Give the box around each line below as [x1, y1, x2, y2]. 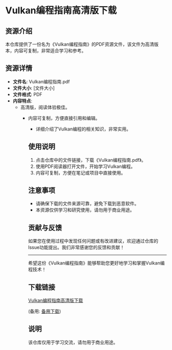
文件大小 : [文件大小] [12, 85, 55, 91]
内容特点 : [12, 98, 32, 104]
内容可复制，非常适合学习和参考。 [14, 48, 86, 54]
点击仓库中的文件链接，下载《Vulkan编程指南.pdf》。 [35, 157, 146, 163]
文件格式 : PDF [12, 91, 42, 97]
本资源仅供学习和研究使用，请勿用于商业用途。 [35, 207, 135, 213]
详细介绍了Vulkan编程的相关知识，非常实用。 [35, 126, 132, 132]
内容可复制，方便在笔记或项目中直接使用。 [35, 169, 126, 176]
